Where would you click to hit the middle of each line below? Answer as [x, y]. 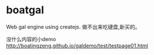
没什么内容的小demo [31, 39]
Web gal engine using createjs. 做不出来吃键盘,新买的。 [73, 27]
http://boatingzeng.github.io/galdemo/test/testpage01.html [77, 45]
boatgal [25, 10]
